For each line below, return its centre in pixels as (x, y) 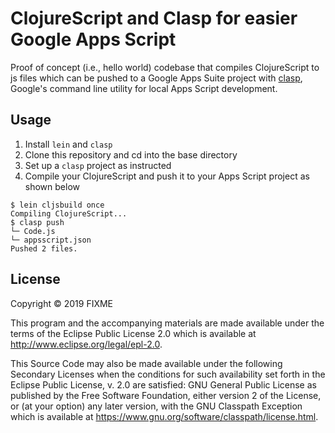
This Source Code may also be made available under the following (146, 363)
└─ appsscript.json (51, 240)
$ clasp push (37, 222)
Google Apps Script (93, 39)
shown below (52, 186)
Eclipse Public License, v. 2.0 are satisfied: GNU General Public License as (163, 384)
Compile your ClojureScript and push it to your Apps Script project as (167, 176)
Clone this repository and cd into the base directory (131, 154)
